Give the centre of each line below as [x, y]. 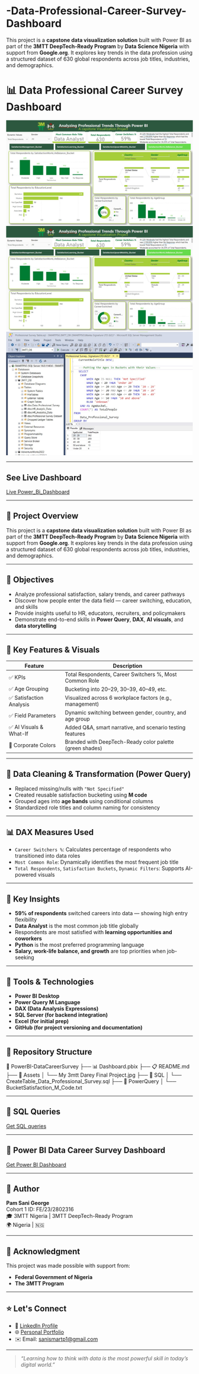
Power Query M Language [47, 1002]
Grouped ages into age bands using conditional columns [84, 801]
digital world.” [38, 1365]
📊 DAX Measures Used [50, 832]
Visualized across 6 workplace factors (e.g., [118, 698]
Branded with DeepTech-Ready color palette [119, 742]
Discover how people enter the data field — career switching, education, [103, 600]
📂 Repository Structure [49, 1052]
